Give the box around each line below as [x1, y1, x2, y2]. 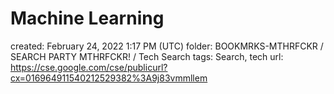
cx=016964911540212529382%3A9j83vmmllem [10, 72, 208, 84]
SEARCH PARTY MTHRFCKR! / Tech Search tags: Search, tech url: [10, 50, 284, 62]
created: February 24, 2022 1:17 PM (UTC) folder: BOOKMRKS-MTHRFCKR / [10, 40, 324, 52]
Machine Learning [10, 7, 165, 30]
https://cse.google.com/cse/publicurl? [10, 61, 168, 73]
